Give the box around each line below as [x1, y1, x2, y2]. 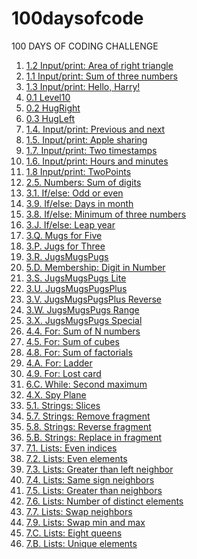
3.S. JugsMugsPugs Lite [25, 272, 127, 284]
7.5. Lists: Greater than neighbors [25, 484, 163, 496]
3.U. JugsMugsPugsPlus [25, 282, 128, 294]
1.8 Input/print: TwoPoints [25, 165, 132, 177]
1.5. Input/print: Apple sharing [25, 133, 148, 146]
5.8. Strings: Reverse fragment [25, 420, 152, 432]
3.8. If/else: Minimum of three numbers [25, 208, 187, 220]
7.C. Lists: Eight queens [25, 527, 123, 539]
